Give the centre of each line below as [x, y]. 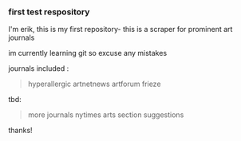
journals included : [39, 69]
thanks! [21, 131]
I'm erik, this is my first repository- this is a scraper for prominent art [120, 29]
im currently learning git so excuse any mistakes [88, 53]
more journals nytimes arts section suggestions [106, 115]
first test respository [49, 12]
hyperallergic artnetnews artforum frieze [94, 84]
